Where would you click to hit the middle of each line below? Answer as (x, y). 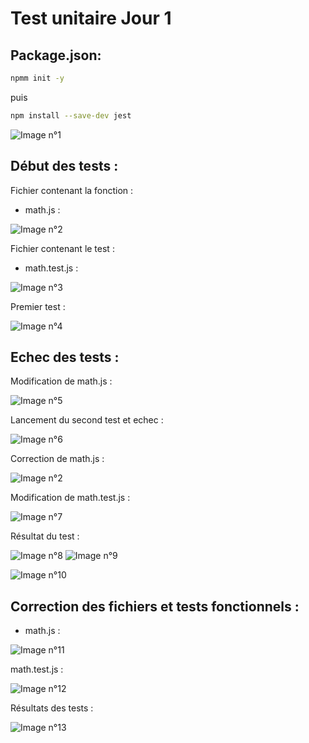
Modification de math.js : (61, 381)
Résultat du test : (45, 536)
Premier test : (38, 306)
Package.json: (56, 55)
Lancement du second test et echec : (87, 420)
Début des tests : (64, 166)
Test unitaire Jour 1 (91, 18)
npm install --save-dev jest (71, 115)
